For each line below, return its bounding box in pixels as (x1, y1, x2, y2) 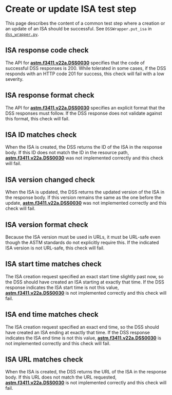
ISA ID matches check (5, 130, 77, 139)
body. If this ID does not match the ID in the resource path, (5, 150, 129, 156)
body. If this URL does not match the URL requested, (5, 374, 117, 381)
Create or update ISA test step (5, 3, 137, 15)
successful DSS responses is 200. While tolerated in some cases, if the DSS (5, 65, 166, 71)
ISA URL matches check (5, 355, 83, 364)
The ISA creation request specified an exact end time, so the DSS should (5, 324, 159, 330)
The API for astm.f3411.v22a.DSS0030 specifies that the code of (5, 60, 145, 66)
